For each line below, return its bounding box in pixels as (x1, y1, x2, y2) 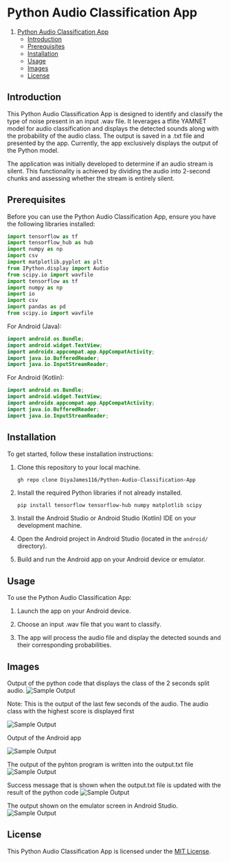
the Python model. (7, 146, 60, 154)
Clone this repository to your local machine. (16, 463, 141, 471)
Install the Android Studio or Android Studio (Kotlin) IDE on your (16, 514, 197, 522)
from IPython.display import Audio (7, 265, 109, 272)
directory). (16, 542, 47, 550)
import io (7, 290, 36, 297)
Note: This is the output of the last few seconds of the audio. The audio (7, 700, 209, 708)
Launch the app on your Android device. (16, 607, 132, 615)
